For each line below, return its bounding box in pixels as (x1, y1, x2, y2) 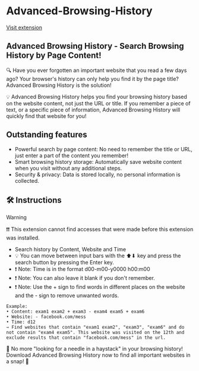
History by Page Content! (6, 51, 102, 61)
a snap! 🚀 (6, 358, 30, 365)
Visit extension (6, 24, 43, 31)
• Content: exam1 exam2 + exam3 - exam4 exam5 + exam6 (6, 308, 145, 315)
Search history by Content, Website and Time (14, 246, 127, 253)
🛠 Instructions (6, 195, 62, 205)
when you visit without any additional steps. (14, 164, 122, 172)
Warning (6, 214, 27, 221)
